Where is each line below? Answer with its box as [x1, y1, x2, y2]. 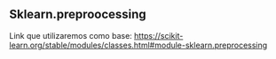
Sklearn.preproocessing [9, 7, 146, 22]
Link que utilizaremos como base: [9, 30, 133, 41]
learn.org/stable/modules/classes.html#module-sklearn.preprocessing [9, 40, 268, 50]
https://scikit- [134, 30, 184, 41]
